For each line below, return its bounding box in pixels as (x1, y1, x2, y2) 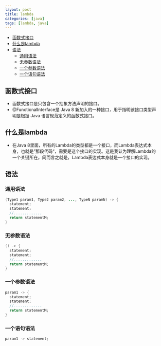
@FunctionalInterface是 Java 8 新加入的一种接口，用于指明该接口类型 (12, 107, 152, 112)
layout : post (5, 7, 32, 12)
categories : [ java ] (5, 16, 45, 21)
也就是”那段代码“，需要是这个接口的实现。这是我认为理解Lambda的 (20, 148, 156, 154)
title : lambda (5, 12, 34, 17)
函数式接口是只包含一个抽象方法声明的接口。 (12, 101, 102, 107)
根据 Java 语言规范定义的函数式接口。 (20, 113, 97, 119)
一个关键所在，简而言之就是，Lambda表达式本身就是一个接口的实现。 (12, 154, 152, 160)
